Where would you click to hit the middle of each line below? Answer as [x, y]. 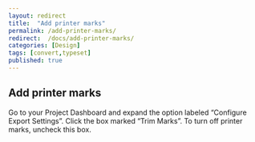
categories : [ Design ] [45, 46]
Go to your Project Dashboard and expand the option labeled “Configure [127, 112]
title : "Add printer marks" [57, 23]
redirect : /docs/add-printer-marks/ [71, 38]
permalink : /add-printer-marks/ [62, 30]
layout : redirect [37, 16]
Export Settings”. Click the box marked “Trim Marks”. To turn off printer [125, 120]
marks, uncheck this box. [50, 129]
